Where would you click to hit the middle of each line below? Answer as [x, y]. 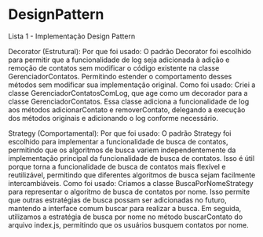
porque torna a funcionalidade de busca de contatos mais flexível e [117, 166]
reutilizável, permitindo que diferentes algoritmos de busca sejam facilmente [132, 175]
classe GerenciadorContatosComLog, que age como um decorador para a [128, 93]
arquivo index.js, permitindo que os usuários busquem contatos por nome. [128, 224]
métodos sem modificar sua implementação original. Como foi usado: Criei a [132, 85]
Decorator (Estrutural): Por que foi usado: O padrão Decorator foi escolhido [130, 51]
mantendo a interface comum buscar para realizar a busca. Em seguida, [125, 208]
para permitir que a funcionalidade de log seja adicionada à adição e [119, 60]
